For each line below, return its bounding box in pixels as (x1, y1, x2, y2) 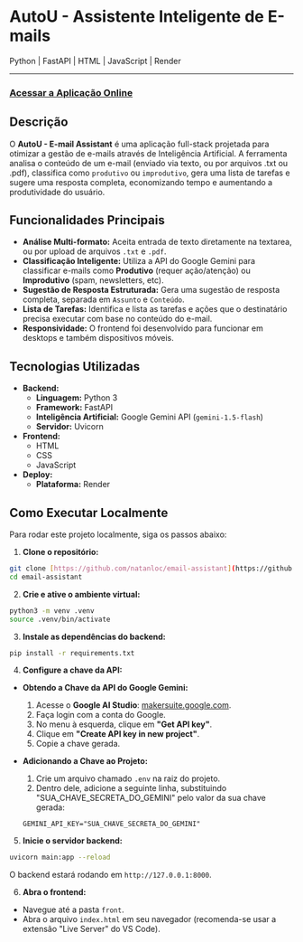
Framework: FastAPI (35, 402, 114, 413)
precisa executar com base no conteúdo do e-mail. (22, 314, 213, 325)
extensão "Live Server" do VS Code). (22, 924, 161, 935)
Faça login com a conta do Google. (35, 710, 167, 721)
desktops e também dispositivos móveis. (22, 333, 174, 344)
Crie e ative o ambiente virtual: (22, 589, 141, 599)
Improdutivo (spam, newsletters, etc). (22, 275, 164, 286)
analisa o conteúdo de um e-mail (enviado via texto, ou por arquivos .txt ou (9, 157, 289, 168)
